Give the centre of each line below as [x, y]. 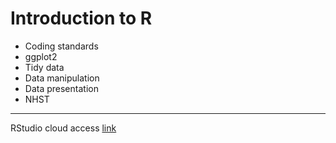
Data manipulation [62, 78]
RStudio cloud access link [63, 128]
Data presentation [61, 88]
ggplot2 [41, 56]
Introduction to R [81, 18]
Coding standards [61, 46]
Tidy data [44, 67]
